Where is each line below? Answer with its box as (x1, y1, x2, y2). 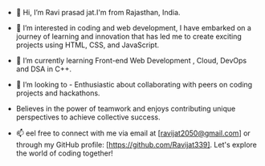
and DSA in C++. (15, 64, 72, 74)
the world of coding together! (15, 148, 114, 158)
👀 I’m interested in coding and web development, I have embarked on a (15, 23, 251, 32)
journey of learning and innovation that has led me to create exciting (15, 32, 243, 41)
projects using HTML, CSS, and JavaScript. (15, 40, 160, 50)
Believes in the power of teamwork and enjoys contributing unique (15, 104, 236, 113)
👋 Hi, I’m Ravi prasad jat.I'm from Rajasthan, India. (15, 8, 181, 17)
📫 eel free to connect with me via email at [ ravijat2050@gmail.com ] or (15, 128, 251, 138)
